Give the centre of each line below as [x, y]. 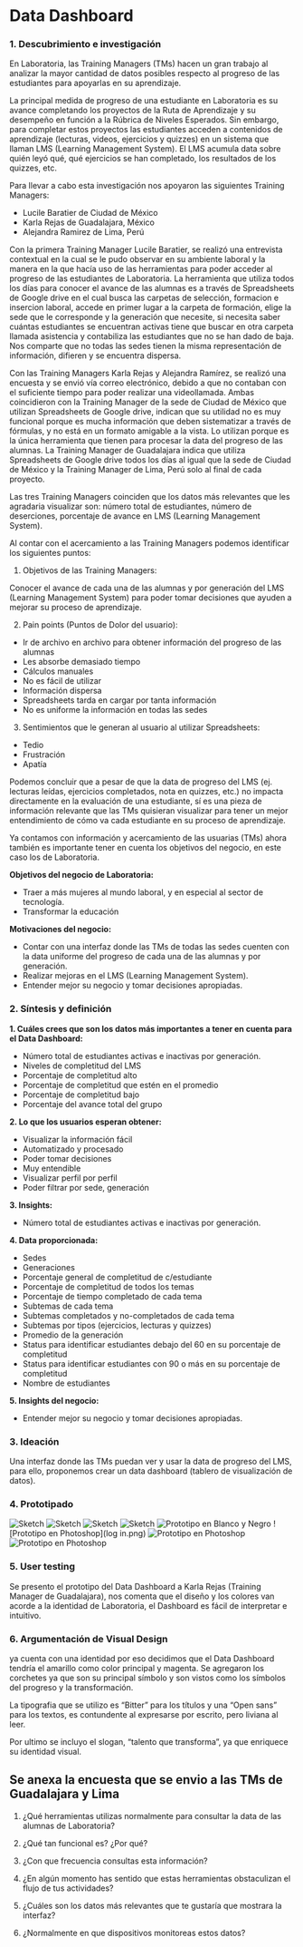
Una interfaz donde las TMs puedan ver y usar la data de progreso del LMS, [151, 1462]
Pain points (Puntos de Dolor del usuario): [100, 625]
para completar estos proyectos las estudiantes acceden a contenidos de [146, 130]
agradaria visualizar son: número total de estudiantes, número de [131, 506]
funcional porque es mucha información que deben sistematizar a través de [150, 422]
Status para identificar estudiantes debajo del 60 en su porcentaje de [151, 1344]
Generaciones [48, 1267]
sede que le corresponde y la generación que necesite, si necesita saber [145, 317]
